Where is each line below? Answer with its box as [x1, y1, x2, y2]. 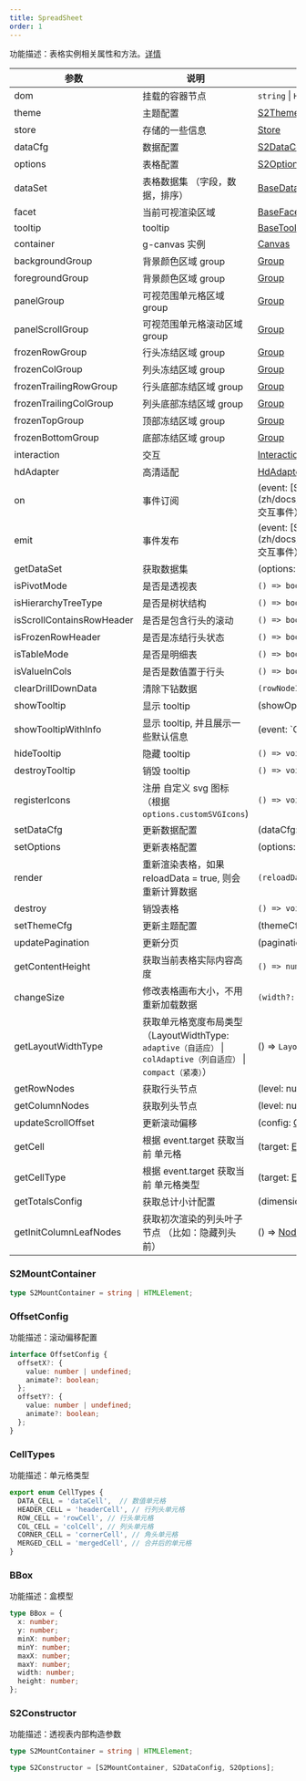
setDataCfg [14, 823, 63, 835]
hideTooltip [14, 747, 62, 760]
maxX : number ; [17, 1652, 71, 1661]
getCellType [14, 1171, 66, 1184]
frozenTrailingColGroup [14, 397, 114, 409]
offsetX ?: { [17, 1358, 64, 1368]
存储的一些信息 [142, 124, 207, 137]
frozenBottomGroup [14, 430, 99, 443]
